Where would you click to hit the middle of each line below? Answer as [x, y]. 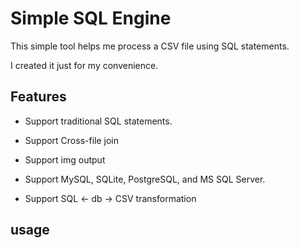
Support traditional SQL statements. [98, 121]
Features [38, 97]
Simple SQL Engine [91, 18]
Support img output [65, 159]
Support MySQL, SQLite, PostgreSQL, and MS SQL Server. [145, 179]
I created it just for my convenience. [84, 65]
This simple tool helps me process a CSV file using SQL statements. [150, 46]
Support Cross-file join [71, 140]
